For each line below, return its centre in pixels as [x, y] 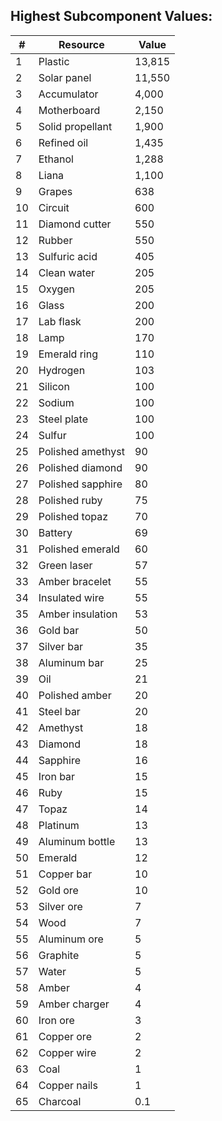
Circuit [54, 207]
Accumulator [68, 94]
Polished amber [75, 695]
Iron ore [56, 1020]
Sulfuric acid [68, 256]
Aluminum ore [71, 939]
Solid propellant [75, 126]
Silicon [54, 386]
